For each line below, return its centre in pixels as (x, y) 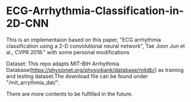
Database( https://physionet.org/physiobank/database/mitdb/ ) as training (95, 70)
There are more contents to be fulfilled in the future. (70, 94)
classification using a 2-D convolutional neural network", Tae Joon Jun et (95, 46)
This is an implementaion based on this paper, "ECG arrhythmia (84, 40)
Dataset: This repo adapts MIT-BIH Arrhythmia (63, 64)
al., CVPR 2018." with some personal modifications (68, 52)
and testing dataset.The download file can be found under (77, 76)
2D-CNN (28, 23)
